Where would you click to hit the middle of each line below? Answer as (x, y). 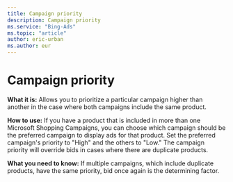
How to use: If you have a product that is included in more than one (104, 120)
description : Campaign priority (54, 20)
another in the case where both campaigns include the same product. (107, 107)
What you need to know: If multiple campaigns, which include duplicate (111, 163)
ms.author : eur (29, 46)
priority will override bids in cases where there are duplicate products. (108, 149)
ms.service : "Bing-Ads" (42, 26)
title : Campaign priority (45, 14)
